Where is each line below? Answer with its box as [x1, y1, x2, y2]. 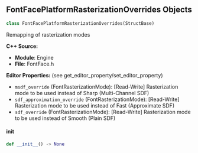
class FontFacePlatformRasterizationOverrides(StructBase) [6, 20, 155, 26]
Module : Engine [14, 54, 54, 61]
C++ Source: [6, 43, 38, 50]
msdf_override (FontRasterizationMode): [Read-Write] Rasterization [14, 83, 178, 90]
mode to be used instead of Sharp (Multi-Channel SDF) [14, 89, 150, 96]
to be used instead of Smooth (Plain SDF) [14, 115, 116, 122]
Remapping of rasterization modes [6, 31, 90, 38]
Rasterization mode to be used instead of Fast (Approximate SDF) [14, 102, 175, 109]
